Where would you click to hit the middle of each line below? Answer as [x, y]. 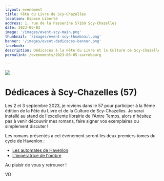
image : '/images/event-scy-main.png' [43, 32]
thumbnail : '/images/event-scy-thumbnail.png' [53, 37]
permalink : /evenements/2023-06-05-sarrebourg [53, 55]
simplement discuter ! [27, 127]
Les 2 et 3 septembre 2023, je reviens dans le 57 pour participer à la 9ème [80, 106]
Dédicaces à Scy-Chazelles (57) [71, 92]
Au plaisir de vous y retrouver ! [36, 165]
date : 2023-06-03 [23, 28]
